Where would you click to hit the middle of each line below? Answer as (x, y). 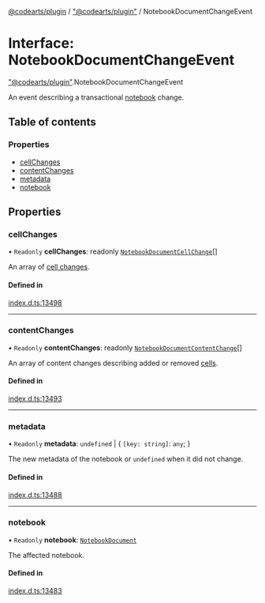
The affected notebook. (47, 555)
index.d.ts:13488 (35, 495)
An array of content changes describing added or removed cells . (113, 363)
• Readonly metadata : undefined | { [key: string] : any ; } (99, 444)
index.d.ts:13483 (35, 591)
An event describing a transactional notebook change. (96, 97)
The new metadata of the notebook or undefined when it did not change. (126, 459)
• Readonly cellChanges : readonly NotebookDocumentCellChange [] (113, 251)
